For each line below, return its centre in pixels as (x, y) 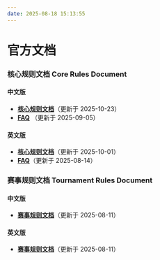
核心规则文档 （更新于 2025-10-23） (69, 108)
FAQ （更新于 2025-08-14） (57, 161)
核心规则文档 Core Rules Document (67, 74)
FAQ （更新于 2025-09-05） (58, 117)
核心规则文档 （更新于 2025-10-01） (68, 152)
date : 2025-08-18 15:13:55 (46, 14)
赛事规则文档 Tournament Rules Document (80, 180)
